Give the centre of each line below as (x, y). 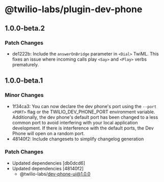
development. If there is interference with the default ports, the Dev (83, 128)
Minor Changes (24, 95)
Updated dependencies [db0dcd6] (48, 163)
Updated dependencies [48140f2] (48, 168)
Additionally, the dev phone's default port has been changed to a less (85, 117)
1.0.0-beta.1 (24, 81)
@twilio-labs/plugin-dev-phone (74, 9)
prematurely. (25, 64)
